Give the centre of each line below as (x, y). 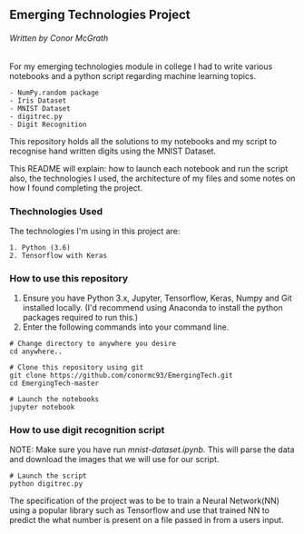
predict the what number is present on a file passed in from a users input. (147, 520)
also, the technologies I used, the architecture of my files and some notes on (152, 178)
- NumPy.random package (54, 93)
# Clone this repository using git (77, 368)
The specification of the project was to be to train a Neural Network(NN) (144, 501)
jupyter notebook (42, 408)
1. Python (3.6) (40, 247)
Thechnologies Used (56, 211)
